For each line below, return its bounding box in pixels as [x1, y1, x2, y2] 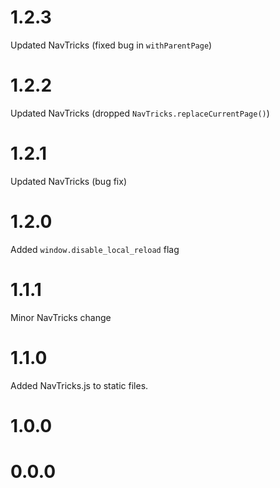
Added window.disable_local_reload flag [10, 243, 180, 255]
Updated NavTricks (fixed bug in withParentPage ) [10, 39, 213, 51]
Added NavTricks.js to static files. [10, 379, 149, 391]
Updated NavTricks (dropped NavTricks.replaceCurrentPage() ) [10, 107, 270, 119]
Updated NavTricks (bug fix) [10, 175, 127, 187]
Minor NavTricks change [10, 311, 112, 323]
